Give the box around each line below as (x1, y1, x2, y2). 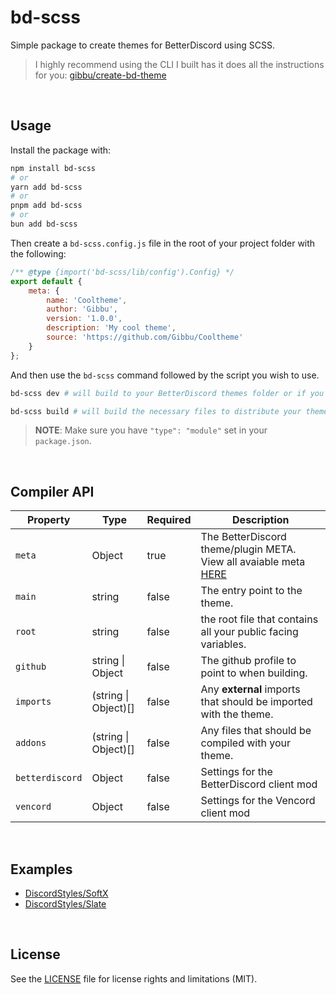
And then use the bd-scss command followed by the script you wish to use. (10, 369, 320, 381)
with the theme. (200, 707, 274, 721)
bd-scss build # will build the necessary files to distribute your (10, 406, 302, 416)
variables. (200, 637, 247, 651)
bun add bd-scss (10, 219, 78, 229)
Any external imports (200, 682, 301, 696)
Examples (10, 861, 73, 878)
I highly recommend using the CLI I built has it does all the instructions (34, 58, 325, 70)
